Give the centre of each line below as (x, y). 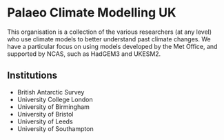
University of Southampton (55, 128)
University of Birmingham (53, 107)
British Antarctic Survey (51, 92)
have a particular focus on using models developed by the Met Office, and (112, 46)
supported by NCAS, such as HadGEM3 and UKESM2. (84, 54)
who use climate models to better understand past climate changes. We (109, 39)
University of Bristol (45, 114)
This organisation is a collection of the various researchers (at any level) (110, 32)
